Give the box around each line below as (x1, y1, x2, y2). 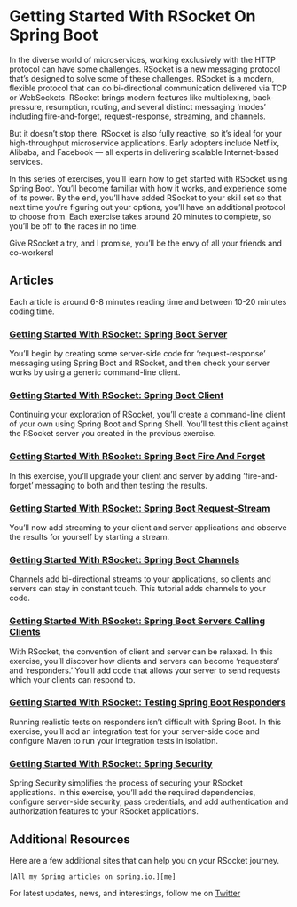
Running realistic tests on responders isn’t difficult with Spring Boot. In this (9, 716, 282, 727)
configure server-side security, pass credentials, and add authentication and (9, 796, 289, 808)
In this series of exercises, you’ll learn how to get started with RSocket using (9, 173, 288, 184)
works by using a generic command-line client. (9, 367, 181, 378)
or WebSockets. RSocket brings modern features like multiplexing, (9, 91, 251, 103)
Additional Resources (9, 832, 130, 847)
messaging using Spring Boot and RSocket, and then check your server (9, 357, 270, 369)
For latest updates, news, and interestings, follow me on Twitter (9, 887, 241, 898)
